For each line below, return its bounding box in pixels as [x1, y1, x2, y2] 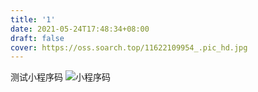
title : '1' [10, 14, 56, 25]
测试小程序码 [10, 71, 63, 83]
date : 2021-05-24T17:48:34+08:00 [10, 24, 150, 34]
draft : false [10, 33, 65, 43]
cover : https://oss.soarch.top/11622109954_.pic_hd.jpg [10, 42, 248, 53]
